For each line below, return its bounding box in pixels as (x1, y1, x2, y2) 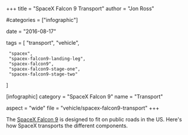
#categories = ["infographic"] (6, 17, 78, 23)
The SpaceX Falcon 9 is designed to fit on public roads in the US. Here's (6, 116, 182, 123)
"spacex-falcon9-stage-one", (8, 66, 81, 72)
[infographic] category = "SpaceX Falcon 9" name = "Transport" (6, 93, 163, 100)
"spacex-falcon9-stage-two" (8, 71, 78, 77)
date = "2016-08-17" (6, 28, 56, 35)
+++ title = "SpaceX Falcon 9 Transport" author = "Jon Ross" (6, 5, 155, 12)
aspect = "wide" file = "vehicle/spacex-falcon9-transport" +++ (6, 104, 160, 111)
